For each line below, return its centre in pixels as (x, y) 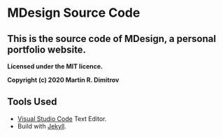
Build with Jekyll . (42, 126)
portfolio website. (46, 49)
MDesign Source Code (74, 13)
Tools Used (32, 102)
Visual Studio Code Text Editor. (62, 118)
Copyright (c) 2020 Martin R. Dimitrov (63, 80)
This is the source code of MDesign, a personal (112, 39)
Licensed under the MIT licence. (55, 66)
